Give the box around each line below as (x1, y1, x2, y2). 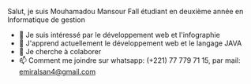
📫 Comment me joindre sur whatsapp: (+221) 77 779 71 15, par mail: (18, 56, 241, 65)
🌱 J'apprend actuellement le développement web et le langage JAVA (18, 38, 242, 48)
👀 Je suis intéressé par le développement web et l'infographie (18, 31, 220, 39)
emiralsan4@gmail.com (18, 67, 96, 76)
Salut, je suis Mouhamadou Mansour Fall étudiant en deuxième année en (7, 7, 244, 16)
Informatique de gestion (7, 15, 86, 24)
